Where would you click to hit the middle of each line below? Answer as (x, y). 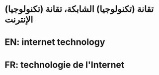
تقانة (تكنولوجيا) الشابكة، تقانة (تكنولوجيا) (79, 9)
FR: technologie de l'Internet (65, 65)
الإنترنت (19, 19)
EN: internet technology (55, 42)
